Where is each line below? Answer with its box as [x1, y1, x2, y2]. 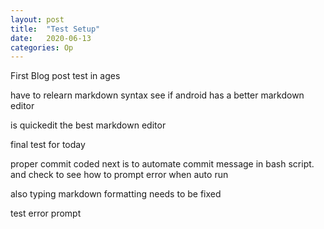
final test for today [10, 139, 86, 151]
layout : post [10, 14, 65, 25]
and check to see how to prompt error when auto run [10, 169, 229, 181]
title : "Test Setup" [10, 24, 101, 34]
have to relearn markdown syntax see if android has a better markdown [10, 89, 305, 101]
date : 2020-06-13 [10, 33, 92, 43]
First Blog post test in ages [10, 70, 121, 82]
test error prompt [10, 207, 82, 220]
